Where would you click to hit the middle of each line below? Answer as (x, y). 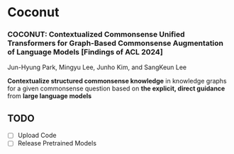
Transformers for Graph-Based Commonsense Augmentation (116, 43)
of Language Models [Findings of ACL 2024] (85, 52)
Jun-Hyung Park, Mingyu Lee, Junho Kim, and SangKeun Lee (97, 67)
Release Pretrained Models (57, 143)
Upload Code (37, 136)
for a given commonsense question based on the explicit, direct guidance (116, 88)
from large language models (50, 96)
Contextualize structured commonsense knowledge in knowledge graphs (117, 81)
